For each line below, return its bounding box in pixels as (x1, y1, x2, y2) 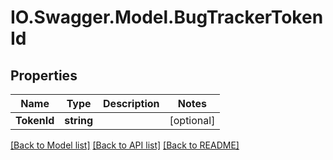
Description (103, 97, 160, 110)
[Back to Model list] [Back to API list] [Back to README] (10, 139, 240, 151)
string (64, 114, 94, 127)
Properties (10, 67, 78, 84)
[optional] (169, 114, 216, 127)
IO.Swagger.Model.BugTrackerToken (10, 6, 324, 29)
